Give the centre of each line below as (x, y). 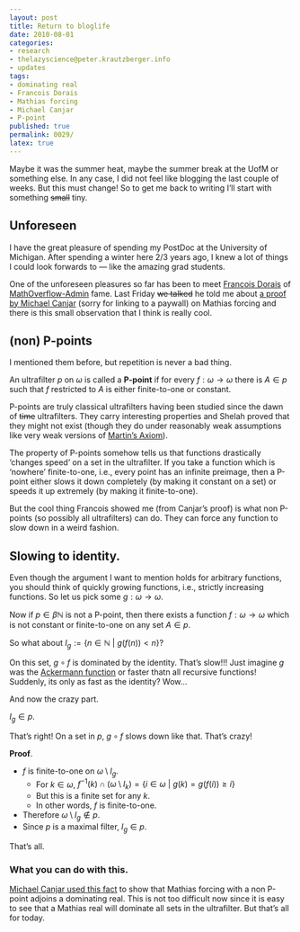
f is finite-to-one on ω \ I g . (70, 772)
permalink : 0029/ (42, 135)
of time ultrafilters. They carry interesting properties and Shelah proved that (150, 417)
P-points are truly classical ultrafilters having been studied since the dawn (146, 407)
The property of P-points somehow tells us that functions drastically (136, 453)
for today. (27, 918)
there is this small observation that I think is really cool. (111, 312)
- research (30, 51)
